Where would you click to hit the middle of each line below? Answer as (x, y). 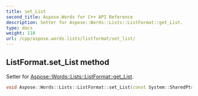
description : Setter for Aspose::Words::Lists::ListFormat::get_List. (95, 22)
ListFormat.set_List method (58, 62)
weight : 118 (21, 33)
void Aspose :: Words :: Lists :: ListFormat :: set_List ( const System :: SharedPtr (100, 87)
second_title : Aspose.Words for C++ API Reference (70, 17)
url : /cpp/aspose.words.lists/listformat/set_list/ (71, 39)
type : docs (19, 28)
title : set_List (26, 11)
